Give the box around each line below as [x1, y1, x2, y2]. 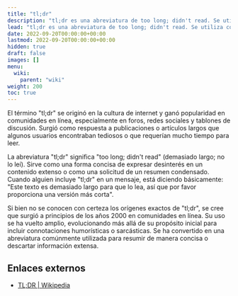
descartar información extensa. [7, 241, 99, 250]
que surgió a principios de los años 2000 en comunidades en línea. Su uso [7, 212, 225, 220]
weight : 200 [7, 83, 42, 90]
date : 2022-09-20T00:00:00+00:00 [7, 30, 106, 38]
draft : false [7, 50, 46, 57]
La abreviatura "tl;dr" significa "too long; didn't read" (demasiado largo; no [7, 153, 225, 161]
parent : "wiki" [20, 76, 65, 84]
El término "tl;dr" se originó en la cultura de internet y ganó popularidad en [7, 109, 225, 118]
